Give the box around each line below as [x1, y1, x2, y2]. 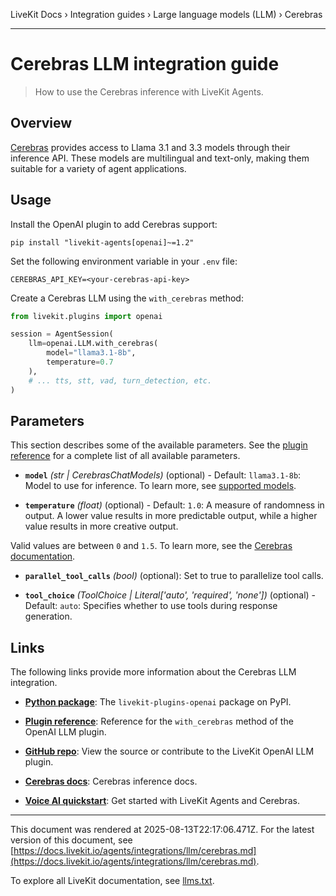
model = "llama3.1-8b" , [46, 348, 137, 358]
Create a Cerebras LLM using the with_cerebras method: [10, 292, 244, 304]
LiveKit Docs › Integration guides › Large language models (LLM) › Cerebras [10, 9, 323, 20]
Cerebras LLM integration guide [10, 53, 280, 76]
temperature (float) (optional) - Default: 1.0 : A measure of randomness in [24, 499, 325, 511]
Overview [10, 115, 73, 132]
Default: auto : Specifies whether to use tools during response [24, 600, 278, 612]
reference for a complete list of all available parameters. [10, 450, 241, 462]
